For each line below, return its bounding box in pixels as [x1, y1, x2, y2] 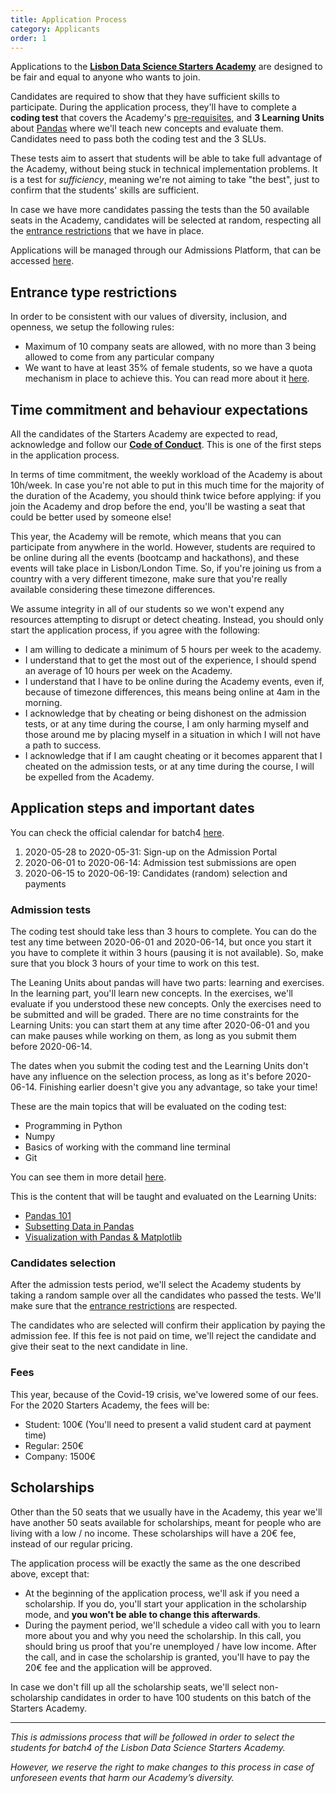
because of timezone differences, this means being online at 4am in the [24, 686, 321, 698]
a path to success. [24, 739, 102, 751]
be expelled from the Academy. [24, 771, 155, 783]
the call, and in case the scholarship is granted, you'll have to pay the [24, 1651, 310, 1663]
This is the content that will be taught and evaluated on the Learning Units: [10, 1191, 317, 1203]
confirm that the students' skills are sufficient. [10, 184, 200, 196]
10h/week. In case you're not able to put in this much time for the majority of [10, 479, 325, 491]
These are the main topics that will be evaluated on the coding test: [10, 1101, 287, 1113]
